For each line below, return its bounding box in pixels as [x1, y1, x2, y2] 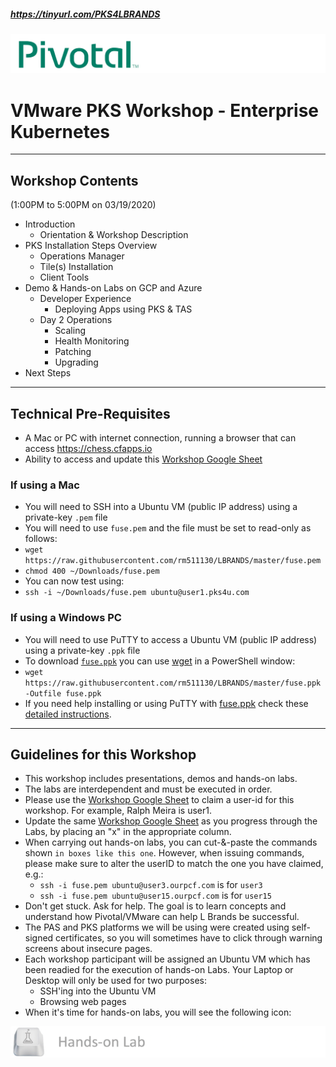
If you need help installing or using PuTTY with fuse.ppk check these [24, 697, 309, 709]
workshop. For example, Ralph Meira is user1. [24, 805, 212, 817]
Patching [54, 346, 92, 358]
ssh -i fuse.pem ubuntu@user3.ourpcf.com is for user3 [39, 879, 263, 891]
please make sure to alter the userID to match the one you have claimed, [24, 858, 324, 870]
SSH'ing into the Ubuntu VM [39, 985, 157, 997]
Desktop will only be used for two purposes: [24, 975, 207, 987]
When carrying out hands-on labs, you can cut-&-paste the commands [24, 836, 318, 849]
